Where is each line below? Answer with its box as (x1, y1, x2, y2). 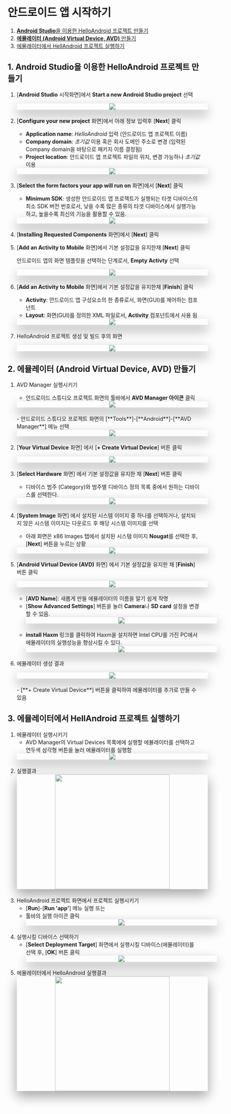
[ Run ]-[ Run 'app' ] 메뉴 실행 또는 (25, 904, 106, 912)
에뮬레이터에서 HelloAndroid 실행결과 (16, 969, 107, 976)
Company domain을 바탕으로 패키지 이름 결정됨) (25, 145, 142, 153)
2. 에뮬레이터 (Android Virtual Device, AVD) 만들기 (7, 363, 196, 374)
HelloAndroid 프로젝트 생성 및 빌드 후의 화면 (16, 333, 123, 340)
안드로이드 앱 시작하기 (7, 6, 111, 20)
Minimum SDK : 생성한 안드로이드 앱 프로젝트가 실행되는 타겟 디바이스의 (25, 195, 198, 202)
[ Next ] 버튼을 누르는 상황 (25, 540, 86, 548)
